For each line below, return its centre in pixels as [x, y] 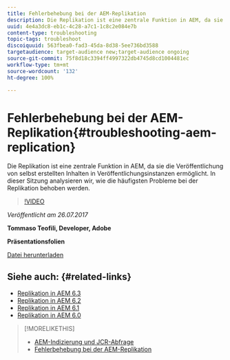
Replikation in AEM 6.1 [48, 308]
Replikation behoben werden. [49, 188]
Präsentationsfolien [36, 241]
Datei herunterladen [35, 255]
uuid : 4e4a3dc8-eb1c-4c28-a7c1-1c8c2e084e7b [72, 26]
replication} [41, 147]
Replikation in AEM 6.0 [49, 315]
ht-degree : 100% [30, 78]
